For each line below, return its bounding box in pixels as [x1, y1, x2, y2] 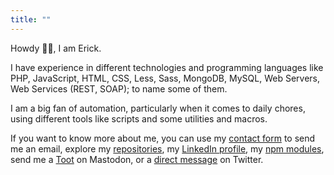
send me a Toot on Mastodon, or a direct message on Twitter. [10, 153, 264, 165]
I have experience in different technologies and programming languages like [10, 61, 324, 73]
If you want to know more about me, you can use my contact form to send [10, 132, 316, 144]
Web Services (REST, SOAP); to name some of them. [10, 82, 228, 95]
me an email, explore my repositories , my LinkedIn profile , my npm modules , [10, 142, 325, 155]
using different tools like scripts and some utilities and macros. [10, 112, 268, 125]
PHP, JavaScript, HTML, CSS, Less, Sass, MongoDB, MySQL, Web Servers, [10, 72, 320, 84]
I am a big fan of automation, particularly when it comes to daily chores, [10, 102, 306, 114]
